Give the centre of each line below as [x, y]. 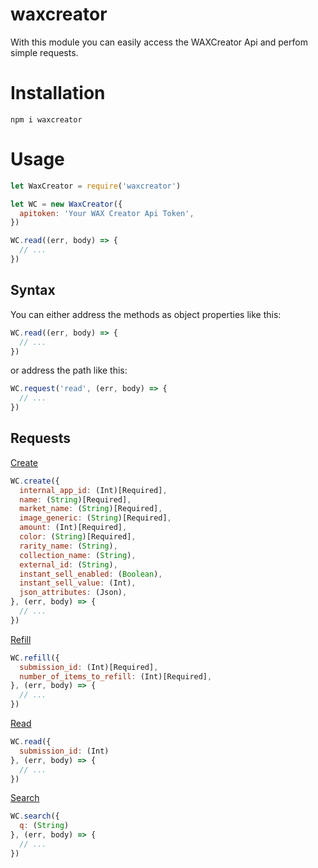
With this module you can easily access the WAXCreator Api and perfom [159, 42]
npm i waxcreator [46, 119]
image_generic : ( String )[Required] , [95, 518]
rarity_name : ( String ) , [68, 546]
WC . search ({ [35, 816]
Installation [58, 93]
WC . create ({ [35, 481]
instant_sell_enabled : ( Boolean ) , [91, 574]
